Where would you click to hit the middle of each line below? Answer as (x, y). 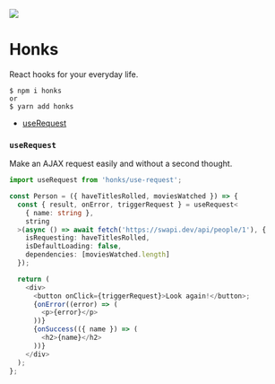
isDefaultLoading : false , (74, 247)
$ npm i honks (36, 91)
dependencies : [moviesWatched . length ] (98, 255)
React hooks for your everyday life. (74, 74)
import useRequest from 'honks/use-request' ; (95, 180)
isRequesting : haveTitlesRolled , (88, 238)
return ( (34, 279)
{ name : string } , (60, 213)
